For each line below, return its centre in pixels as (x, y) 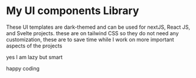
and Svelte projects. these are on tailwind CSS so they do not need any (92, 33)
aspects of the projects (34, 46)
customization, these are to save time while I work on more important (90, 39)
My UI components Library (73, 11)
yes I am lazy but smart (35, 57)
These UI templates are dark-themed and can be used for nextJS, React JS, (98, 27)
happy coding (23, 68)
